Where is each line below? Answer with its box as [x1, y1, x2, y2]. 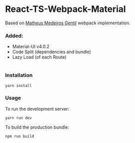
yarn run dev [5, 115, 32, 120]
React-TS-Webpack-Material [5, 3, 126, 15]
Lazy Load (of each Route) [12, 54, 67, 60]
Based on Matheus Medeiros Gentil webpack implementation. [5, 20, 131, 26]
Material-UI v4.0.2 [12, 44, 49, 50]
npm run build [5, 134, 35, 139]
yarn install [5, 83, 32, 88]
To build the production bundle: [5, 124, 69, 130]
